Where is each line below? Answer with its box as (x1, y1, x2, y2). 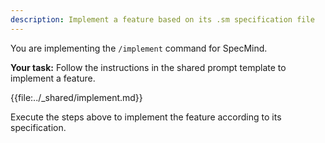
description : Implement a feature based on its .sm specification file (10, 14, 315, 25)
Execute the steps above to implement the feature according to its (10, 111, 282, 123)
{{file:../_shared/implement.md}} (10, 91, 143, 103)
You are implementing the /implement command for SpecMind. (10, 42, 268, 54)
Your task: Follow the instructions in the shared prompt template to (10, 61, 287, 73)
